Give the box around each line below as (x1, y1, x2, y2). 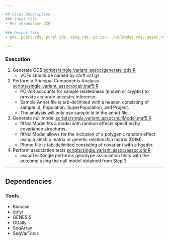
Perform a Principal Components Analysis (12, 78, 99, 84)
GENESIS (12, 214, 32, 220)
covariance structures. (20, 126, 67, 132)
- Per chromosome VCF (5, 21, 51, 26)
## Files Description (5, 12, 51, 17)
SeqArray (12, 225, 33, 231)
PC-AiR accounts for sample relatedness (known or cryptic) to (20, 88, 149, 94)
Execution (5, 56, 31, 63)
